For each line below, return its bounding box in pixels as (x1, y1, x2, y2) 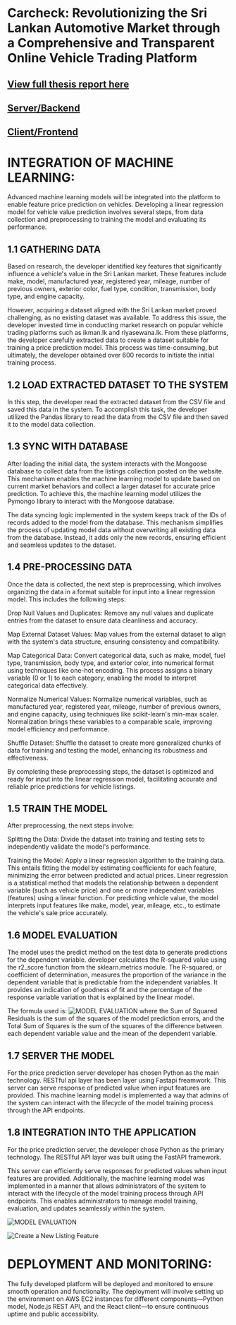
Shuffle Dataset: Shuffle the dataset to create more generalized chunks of (7, 738, 222, 747)
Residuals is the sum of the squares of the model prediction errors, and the (7, 1014, 225, 1023)
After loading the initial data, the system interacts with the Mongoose (7, 459, 208, 468)
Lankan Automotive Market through (7, 20, 221, 36)
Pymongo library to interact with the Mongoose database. (7, 497, 175, 505)
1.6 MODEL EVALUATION (7, 929, 118, 941)
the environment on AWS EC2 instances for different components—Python (7, 1295, 224, 1303)
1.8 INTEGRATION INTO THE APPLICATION (7, 1126, 197, 1138)
